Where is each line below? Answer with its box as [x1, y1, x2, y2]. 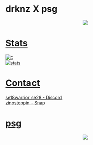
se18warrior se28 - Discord [5, 94, 63, 100]
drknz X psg [5, 3, 58, 15]
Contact [5, 77, 40, 89]
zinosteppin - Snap [5, 100, 45, 106]
